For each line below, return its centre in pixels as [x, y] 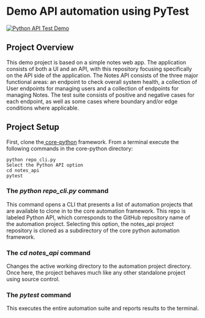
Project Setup [33, 127]
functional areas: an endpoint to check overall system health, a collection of [102, 81]
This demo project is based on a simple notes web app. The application [96, 62]
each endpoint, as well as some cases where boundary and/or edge [92, 101]
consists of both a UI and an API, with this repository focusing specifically [99, 69]
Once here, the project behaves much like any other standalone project [96, 273]
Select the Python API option [45, 165]
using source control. [33, 279]
